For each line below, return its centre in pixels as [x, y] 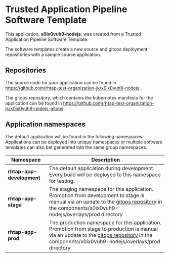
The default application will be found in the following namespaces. [74, 136]
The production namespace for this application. [105, 222]
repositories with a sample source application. [53, 55]
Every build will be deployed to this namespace [105, 174]
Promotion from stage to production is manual [103, 229]
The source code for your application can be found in [61, 82]
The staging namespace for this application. [101, 189]
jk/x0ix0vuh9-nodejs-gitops [34, 108]
